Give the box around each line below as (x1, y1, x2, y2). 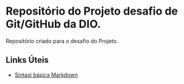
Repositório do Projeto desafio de (5, 4, 178, 18)
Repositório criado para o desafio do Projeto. (5, 37, 118, 44)
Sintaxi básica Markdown (14, 71, 79, 79)
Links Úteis (5, 55, 49, 65)
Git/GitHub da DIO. (5, 17, 101, 31)
